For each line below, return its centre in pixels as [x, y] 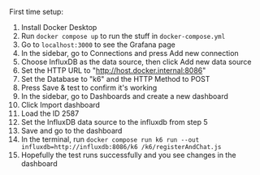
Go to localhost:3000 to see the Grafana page [98, 45]
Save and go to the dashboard [71, 130]
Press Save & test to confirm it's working [89, 87]
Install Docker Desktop [59, 27]
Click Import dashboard [61, 105]
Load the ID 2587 [50, 113]
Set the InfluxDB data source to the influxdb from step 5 [114, 122]
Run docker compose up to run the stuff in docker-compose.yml [123, 36]
